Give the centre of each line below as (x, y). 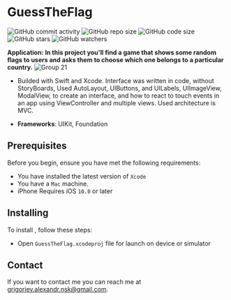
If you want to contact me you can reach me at (74, 282)
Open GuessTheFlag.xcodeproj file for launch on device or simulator (114, 243)
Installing (28, 213)
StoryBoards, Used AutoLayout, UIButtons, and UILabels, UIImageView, (119, 88)
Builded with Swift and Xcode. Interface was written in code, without (115, 80)
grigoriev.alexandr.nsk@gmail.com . (58, 290)
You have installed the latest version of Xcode (82, 176)
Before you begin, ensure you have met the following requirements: (104, 163)
